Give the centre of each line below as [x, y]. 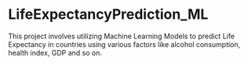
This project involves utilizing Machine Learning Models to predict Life [122, 36]
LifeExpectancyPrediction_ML [108, 14]
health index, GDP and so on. [55, 52]
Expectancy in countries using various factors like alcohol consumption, [124, 44]
